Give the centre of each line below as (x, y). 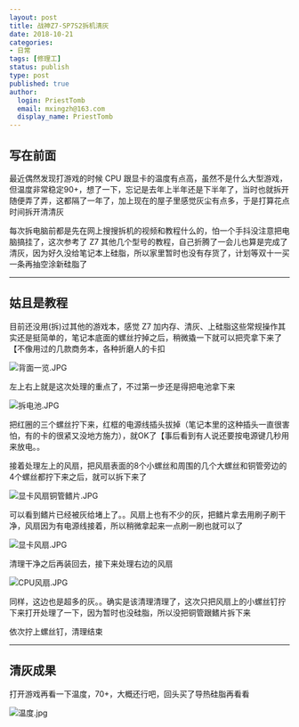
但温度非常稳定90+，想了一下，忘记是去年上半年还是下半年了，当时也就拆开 (149, 189)
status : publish (39, 68)
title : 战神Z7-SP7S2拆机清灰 (59, 26)
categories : (31, 42)
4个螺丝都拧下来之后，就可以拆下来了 (78, 477)
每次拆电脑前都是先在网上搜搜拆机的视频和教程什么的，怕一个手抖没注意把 (145, 230)
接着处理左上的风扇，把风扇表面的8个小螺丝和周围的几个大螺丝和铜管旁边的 (148, 465)
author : (24, 92)
